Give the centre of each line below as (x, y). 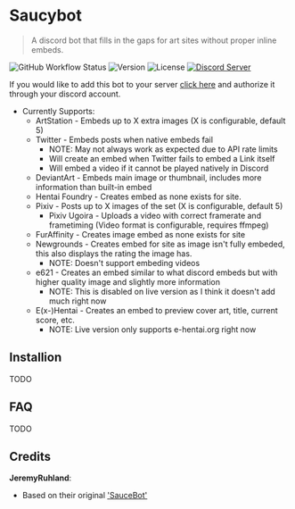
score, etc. (55, 320)
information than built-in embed (94, 187)
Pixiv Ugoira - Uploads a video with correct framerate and (155, 215)
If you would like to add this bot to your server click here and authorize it (142, 84)
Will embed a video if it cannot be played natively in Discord (159, 168)
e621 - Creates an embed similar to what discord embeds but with (156, 272)
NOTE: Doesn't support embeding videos (124, 263)
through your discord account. (65, 94)
